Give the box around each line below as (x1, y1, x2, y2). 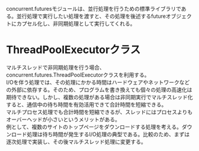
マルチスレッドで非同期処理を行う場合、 (6, 64, 105, 71)
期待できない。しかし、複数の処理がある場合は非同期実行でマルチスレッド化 (6, 93, 193, 100)
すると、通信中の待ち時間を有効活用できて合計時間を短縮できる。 (6, 100, 167, 108)
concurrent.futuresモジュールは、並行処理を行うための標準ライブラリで (6, 5, 182, 12)
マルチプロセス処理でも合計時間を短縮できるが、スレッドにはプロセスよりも (6, 108, 193, 115)
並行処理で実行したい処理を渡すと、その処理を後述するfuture (16, 12, 166, 20)
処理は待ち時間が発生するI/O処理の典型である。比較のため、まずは (26, 130, 190, 138)
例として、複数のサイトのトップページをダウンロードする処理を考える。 (6, 123, 182, 130)
